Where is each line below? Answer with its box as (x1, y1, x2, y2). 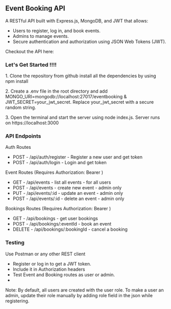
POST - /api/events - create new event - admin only (12, 185, 122, 191)
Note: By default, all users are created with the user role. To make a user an (5, 286, 164, 293)
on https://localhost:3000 (5, 120, 59, 126)
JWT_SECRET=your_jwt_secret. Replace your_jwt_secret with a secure (5, 99, 154, 105)
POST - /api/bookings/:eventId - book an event (12, 221, 112, 227)
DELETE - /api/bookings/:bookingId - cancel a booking (12, 226, 128, 232)
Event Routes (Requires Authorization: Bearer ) (5, 169, 104, 175)
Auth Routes (5, 144, 32, 150)
